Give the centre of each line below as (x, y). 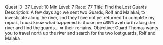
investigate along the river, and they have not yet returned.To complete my (80, 17)
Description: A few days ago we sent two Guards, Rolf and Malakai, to (75, 12)
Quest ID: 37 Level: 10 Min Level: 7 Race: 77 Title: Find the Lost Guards (76, 7)
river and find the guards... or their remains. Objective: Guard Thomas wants (82, 28)
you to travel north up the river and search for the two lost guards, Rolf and (80, 33)
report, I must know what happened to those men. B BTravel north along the (80, 22)
